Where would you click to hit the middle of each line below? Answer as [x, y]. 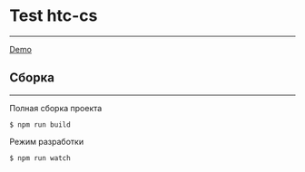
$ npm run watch [40, 158]
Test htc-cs [54, 16]
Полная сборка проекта [56, 108]
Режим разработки [47, 141]
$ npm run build [40, 124]
